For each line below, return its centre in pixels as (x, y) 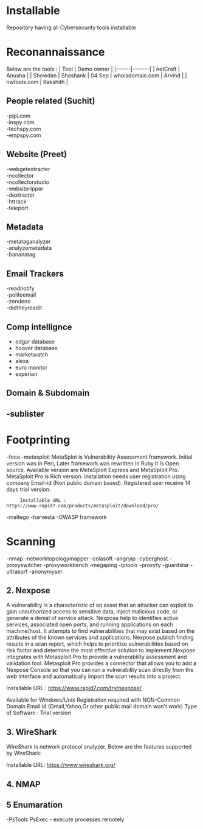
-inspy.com (20, 122)
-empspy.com (24, 135)
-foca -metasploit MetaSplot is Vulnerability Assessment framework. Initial (99, 457)
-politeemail (21, 295)
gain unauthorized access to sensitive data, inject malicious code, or (92, 612)
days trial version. (29, 489)
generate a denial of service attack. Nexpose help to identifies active (92, 618)
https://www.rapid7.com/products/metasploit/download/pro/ (83, 506)
